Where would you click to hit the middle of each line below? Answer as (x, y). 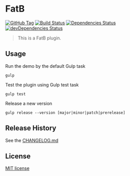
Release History (31, 128)
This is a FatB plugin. (39, 38)
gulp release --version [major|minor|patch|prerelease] (65, 113)
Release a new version (29, 103)
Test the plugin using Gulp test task (42, 84)
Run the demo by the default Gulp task (46, 66)
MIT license (17, 168)
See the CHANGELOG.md (32, 140)
